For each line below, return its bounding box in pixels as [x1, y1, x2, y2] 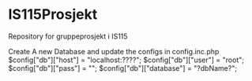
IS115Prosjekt [8, 6, 98, 24]
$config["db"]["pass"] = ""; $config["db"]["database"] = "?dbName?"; [8, 63, 238, 72]
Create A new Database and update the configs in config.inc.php [8, 46, 220, 56]
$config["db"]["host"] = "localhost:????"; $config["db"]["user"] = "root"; [8, 55, 245, 64]
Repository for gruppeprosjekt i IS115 [8, 31, 128, 41]
